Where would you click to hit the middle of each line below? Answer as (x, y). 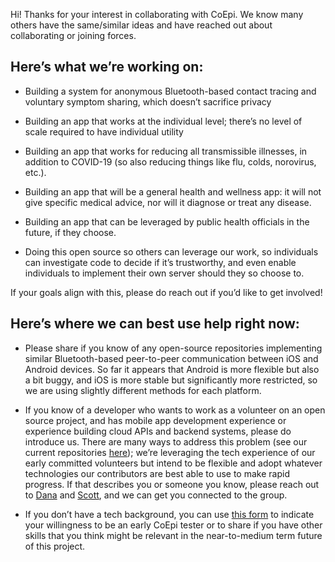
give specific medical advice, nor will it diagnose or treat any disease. (168, 202)
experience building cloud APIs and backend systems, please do (158, 431)
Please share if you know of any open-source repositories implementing (173, 348)
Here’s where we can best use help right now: (155, 324)
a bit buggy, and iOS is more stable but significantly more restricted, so (171, 380)
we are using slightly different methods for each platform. (143, 390)
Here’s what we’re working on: (107, 67)
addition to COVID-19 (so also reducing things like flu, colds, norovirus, (170, 161)
